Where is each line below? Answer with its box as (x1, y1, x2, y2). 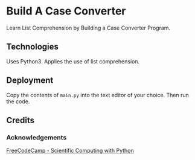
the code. (6, 98, 30, 105)
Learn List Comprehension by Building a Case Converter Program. (6, 24, 171, 31)
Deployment (6, 75, 54, 86)
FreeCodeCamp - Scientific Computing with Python (6, 147, 134, 155)
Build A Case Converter (6, 4, 126, 18)
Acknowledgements (6, 133, 67, 141)
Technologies (6, 42, 59, 52)
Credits (6, 115, 35, 125)
